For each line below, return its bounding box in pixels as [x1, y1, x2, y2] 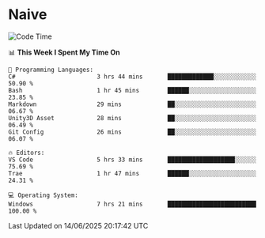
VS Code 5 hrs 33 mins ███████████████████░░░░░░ [8, 156, 257, 164]
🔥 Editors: [8, 149, 45, 157]
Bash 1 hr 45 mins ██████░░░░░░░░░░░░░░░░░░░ [8, 86, 257, 94]
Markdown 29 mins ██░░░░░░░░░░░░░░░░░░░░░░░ [8, 100, 257, 108]
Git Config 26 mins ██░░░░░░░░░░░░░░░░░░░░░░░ [8, 128, 257, 136]
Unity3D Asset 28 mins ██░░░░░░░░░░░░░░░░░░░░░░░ [8, 114, 257, 122]
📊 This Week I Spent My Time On [8, 47, 120, 57]
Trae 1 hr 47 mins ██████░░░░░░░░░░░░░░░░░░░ [8, 169, 257, 177]
